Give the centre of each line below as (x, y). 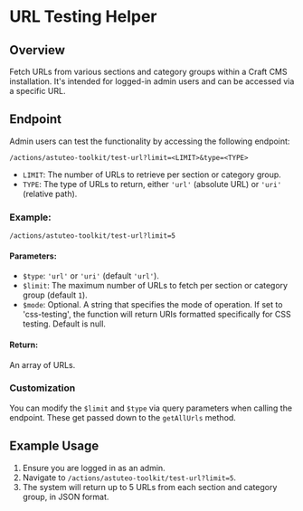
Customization (43, 388)
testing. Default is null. (64, 324)
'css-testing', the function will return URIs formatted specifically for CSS (156, 315)
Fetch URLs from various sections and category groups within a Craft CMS (148, 71)
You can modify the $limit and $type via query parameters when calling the (151, 408)
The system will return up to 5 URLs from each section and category (150, 487)
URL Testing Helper (83, 17)
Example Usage (54, 446)
